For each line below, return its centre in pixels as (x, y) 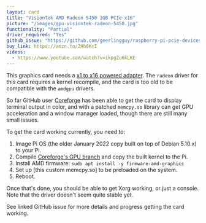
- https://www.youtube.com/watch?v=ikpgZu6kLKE (74, 58)
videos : (16, 52)
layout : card (23, 12)
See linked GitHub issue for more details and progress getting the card (95, 206)
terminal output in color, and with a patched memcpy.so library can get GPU (100, 107)
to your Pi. (28, 150)
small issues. (23, 120)
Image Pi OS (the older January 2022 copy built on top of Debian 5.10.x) (106, 143)
